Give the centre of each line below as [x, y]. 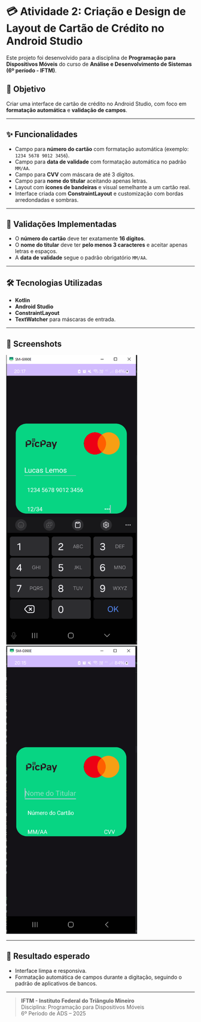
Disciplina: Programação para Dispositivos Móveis [83, 1007]
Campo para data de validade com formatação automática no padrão [100, 162]
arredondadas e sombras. [47, 200]
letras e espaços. [36, 251]
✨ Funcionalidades [42, 134]
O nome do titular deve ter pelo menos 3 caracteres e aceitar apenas [101, 245]
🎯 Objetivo [26, 90]
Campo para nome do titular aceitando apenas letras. [81, 181]
